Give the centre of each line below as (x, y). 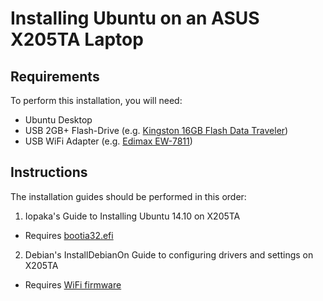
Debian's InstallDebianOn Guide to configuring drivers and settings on (169, 254)
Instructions (49, 172)
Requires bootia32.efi (69, 235)
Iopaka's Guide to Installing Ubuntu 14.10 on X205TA (132, 216)
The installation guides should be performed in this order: (128, 196)
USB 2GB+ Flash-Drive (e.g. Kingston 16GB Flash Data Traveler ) (156, 130)
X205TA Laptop (77, 39)
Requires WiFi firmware (73, 284)
